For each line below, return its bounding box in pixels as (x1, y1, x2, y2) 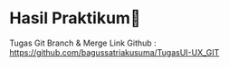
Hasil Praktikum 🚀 (9, 8, 141, 29)
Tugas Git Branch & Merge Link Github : (9, 38, 157, 48)
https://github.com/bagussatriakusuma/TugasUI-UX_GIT (9, 46, 220, 57)
